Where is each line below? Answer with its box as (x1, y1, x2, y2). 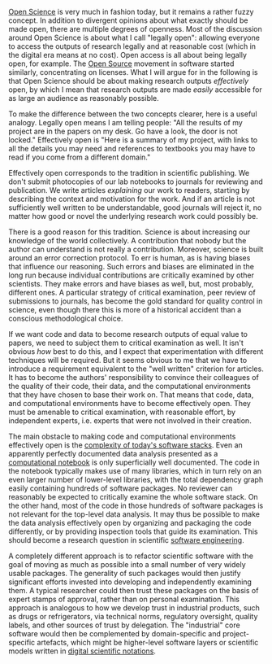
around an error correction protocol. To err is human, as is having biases (8, 253, 251, 263)
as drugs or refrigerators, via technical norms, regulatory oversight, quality (8, 612, 258, 621)
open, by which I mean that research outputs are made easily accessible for (8, 85, 262, 94)
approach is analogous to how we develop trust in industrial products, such (8, 603, 260, 613)
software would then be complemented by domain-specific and (8, 629, 222, 638)
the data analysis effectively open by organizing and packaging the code (8, 518, 252, 527)
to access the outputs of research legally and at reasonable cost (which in (8, 41, 257, 51)
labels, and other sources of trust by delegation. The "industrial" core (8, 620, 241, 630)
